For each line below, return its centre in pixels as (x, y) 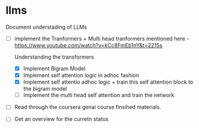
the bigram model (45, 89)
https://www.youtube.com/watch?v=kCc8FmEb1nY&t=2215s (88, 45)
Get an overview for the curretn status (61, 119)
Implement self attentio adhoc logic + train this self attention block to (108, 82)
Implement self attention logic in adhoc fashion (81, 75)
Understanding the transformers (54, 57)
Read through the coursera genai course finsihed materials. (88, 107)
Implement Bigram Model (54, 68)
